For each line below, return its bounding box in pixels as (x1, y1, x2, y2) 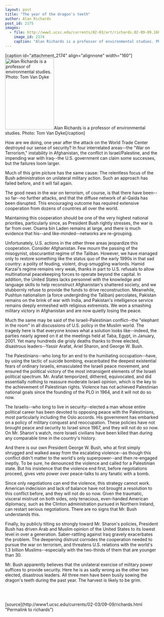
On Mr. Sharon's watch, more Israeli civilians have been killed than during (5, 430, 153, 436)
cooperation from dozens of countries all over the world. (5, 205, 119, 211)
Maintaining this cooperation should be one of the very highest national (5, 215, 149, 221)
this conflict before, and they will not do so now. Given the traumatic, (5, 491, 143, 496)
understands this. (5, 511, 41, 517)
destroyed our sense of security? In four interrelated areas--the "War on (5, 145, 150, 150)
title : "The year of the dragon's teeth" (5, 12, 91, 17)
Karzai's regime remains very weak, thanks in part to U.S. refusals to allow (5, 266, 155, 272)
